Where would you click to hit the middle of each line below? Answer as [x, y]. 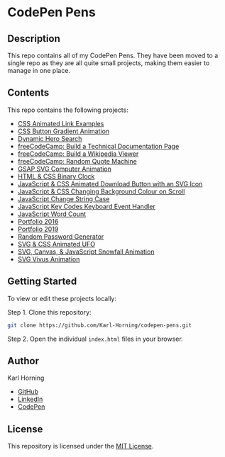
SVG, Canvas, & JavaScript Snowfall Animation [86, 252]
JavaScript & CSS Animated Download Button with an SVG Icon [110, 184]
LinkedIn [30, 399]
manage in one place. [39, 70]
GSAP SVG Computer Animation [64, 169]
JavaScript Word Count [52, 214]
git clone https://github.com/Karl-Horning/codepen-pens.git [100, 325]
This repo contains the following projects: [68, 110]
